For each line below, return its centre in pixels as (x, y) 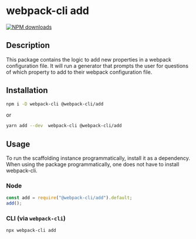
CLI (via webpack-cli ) (36, 218)
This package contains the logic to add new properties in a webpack (89, 59)
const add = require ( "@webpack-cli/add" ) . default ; (69, 198)
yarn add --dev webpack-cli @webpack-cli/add (64, 126)
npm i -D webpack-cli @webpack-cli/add (55, 104)
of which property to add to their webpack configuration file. (79, 72)
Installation (27, 91)
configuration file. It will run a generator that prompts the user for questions (97, 66)
